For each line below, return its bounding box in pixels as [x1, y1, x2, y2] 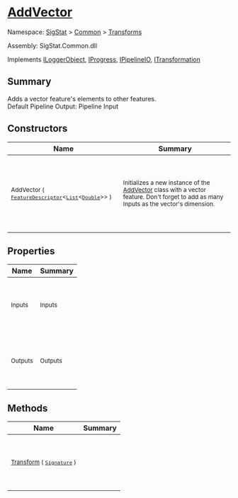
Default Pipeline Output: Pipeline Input [7, 102, 119, 111]
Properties [7, 245, 55, 257]
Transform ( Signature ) [11, 458, 76, 466]
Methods [7, 402, 48, 414]
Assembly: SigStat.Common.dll [7, 41, 98, 50]
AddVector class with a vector [123, 186, 207, 193]
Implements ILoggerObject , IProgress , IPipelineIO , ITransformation [7, 55, 200, 64]
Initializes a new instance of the [123, 179, 210, 186]
